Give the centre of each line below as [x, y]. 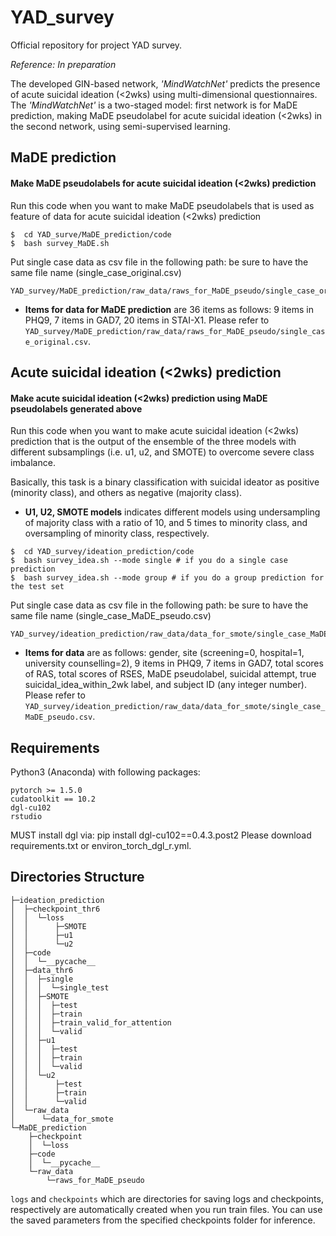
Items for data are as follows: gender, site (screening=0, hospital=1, [164, 653]
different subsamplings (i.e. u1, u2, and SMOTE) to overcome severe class [162, 452]
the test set [37, 587]
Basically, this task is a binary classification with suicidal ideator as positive [165, 482]
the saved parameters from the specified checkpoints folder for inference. [163, 1220]
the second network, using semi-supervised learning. [120, 126]
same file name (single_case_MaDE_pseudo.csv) [111, 616]
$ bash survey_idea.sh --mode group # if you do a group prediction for [167, 578]
